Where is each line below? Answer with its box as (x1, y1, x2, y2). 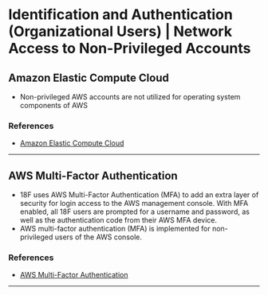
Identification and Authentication (8, 6, 233, 24)
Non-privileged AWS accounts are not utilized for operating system (19, 92, 241, 101)
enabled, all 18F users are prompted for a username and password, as (19, 207, 250, 216)
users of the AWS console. (54, 232, 142, 242)
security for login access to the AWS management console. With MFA (19, 199, 249, 208)
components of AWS (19, 101, 89, 110)
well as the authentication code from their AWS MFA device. (19, 215, 218, 225)
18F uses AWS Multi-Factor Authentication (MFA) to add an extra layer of (19, 190, 259, 200)
